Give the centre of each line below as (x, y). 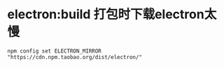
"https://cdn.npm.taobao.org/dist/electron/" (75, 57)
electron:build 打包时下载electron (106, 14)
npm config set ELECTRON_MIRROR (54, 51)
